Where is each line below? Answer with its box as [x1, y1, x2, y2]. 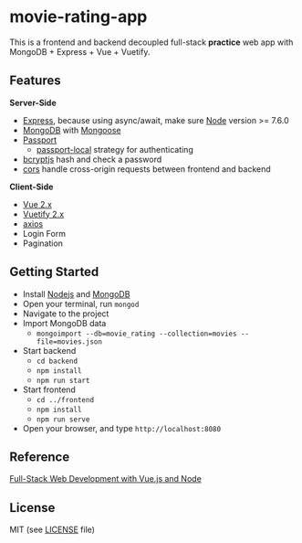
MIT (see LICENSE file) [9, 524, 96, 536]
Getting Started [9, 264, 99, 280]
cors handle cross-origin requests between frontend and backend [22, 163, 271, 175]
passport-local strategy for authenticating [36, 144, 193, 154]
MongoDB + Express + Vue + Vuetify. [9, 46, 151, 57]
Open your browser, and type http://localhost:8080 [22, 422, 222, 433]
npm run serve [36, 414, 90, 424]
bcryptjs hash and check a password [22, 154, 162, 165]
